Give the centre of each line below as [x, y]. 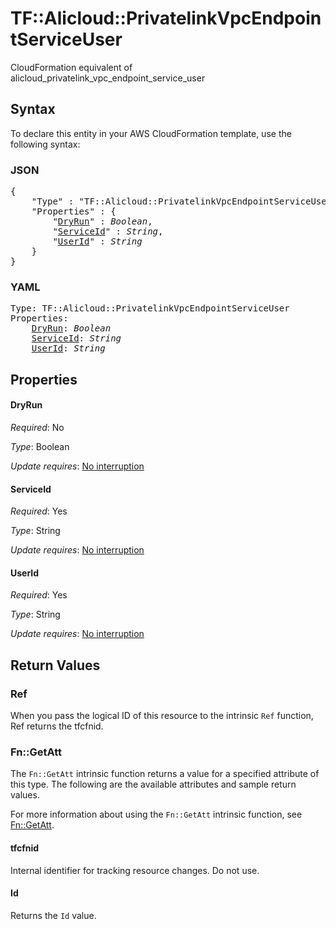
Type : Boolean [40, 446]
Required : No [37, 427]
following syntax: [45, 144]
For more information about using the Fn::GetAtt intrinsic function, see [156, 814]
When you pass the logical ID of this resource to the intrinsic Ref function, [162, 716]
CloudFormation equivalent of [71, 67]
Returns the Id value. [53, 915]
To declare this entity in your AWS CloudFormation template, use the [151, 133]
